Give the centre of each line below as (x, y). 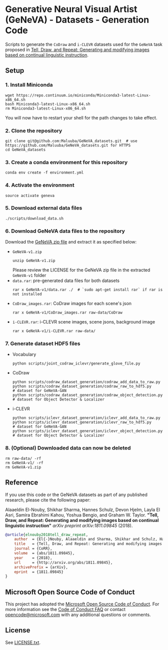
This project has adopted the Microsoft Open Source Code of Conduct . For (82, 604)
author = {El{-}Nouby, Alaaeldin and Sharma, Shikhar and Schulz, (86, 539)
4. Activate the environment (40, 185)
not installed (27, 294)
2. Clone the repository (34, 130)
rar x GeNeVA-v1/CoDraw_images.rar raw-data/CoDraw (67, 313)
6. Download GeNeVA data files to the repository (65, 231)
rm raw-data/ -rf (23, 458)
